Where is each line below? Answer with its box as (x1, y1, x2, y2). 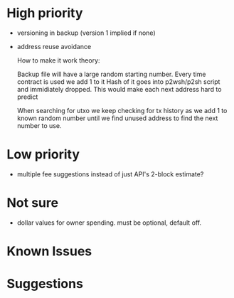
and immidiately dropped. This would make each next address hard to (16, 85, 222, 93)
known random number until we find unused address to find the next (16, 114, 218, 122)
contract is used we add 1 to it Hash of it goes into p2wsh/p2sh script (16, 77, 220, 86)
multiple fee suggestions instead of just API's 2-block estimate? (16, 169, 204, 179)
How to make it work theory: (16, 55, 100, 65)
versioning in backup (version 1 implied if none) (16, 28, 156, 37)
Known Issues (6, 243, 92, 259)
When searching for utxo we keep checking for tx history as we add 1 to (16, 106, 228, 115)
